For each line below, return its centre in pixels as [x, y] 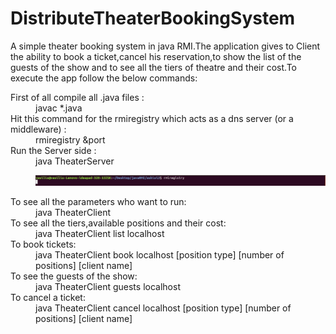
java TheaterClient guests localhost [108, 286]
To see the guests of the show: [74, 276]
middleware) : [38, 129]
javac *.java [59, 108]
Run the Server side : [53, 150]
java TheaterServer [75, 161]
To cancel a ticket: [48, 297]
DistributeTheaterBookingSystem [153, 18]
